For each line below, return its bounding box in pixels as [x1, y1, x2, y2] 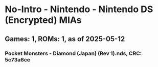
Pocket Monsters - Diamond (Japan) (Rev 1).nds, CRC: [5, 50, 142, 57]
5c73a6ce [5, 56, 31, 63]
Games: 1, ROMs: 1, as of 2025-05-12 [5, 35, 125, 43]
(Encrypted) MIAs [5, 14, 82, 26]
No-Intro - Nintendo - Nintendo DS [5, 4, 153, 15]
